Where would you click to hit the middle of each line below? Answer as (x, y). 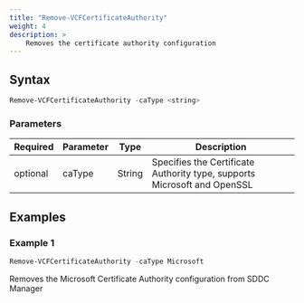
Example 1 (32, 242)
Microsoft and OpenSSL (202, 185)
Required (34, 147)
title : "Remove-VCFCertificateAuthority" (89, 18)
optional (31, 174)
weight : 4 (28, 26)
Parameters (35, 123)
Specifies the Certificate (203, 162)
